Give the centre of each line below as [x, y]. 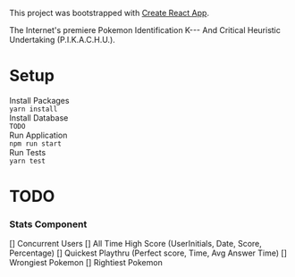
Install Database [39, 118]
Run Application [38, 135]
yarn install [34, 109]
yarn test [28, 161]
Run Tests [28, 152]
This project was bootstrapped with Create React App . [110, 13]
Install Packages [39, 100]
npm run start [36, 143]
